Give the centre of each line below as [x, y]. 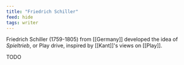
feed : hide [20, 17]
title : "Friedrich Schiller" [42, 12]
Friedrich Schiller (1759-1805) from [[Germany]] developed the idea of [92, 40]
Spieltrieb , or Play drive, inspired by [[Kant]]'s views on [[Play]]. [84, 45]
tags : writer [22, 22]
